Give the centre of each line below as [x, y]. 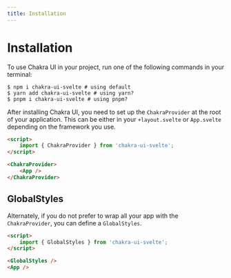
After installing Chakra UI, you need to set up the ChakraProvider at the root [114, 112]
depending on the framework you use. [61, 127]
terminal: [20, 74]
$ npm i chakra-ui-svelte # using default [69, 87]
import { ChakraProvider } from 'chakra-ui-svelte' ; [97, 146]
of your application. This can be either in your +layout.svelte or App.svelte [114, 119]
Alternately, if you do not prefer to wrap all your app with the [93, 216]
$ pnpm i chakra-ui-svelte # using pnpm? [68, 99]
